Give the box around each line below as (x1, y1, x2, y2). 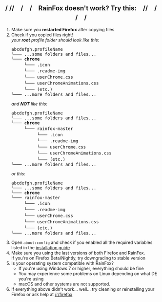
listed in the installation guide (11, 244, 70, 250)
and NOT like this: (11, 101, 48, 107)
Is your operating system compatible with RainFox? (11, 260, 114, 266)
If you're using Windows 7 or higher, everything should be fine (18, 265, 144, 271)
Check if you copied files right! (11, 32, 73, 38)
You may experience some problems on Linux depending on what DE (18, 270, 158, 277)
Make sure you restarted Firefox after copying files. (11, 26, 116, 32)
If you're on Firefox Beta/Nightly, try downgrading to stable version (11, 255, 146, 261)
